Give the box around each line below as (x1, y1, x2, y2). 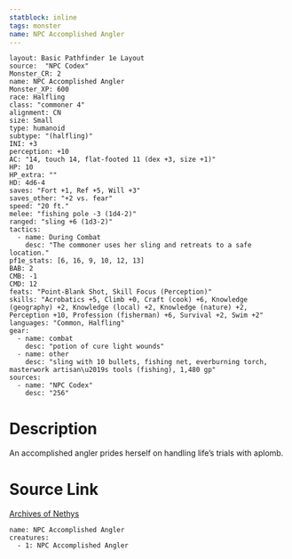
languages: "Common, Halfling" (9, 319, 125, 328)
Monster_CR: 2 (9, 69, 62, 78)
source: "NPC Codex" (9, 61, 90, 71)
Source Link (9, 479, 99, 499)
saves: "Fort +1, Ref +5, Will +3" (9, 186, 141, 196)
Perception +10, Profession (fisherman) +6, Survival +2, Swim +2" (9, 311, 264, 320)
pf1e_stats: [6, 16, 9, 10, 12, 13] (9, 256, 145, 265)
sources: (9, 373, 42, 383)
